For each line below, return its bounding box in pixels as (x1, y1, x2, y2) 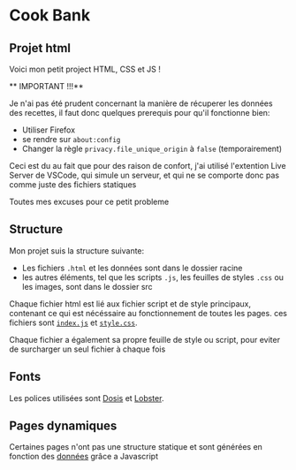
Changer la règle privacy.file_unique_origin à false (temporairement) (21, 143, 283, 154)
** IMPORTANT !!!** (9, 81, 84, 91)
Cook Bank (9, 5, 91, 26)
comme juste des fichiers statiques (9, 179, 137, 190)
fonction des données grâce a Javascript (9, 451, 159, 462)
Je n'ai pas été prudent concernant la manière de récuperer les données (9, 98, 273, 109)
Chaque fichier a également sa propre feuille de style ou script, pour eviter (9, 334, 281, 345)
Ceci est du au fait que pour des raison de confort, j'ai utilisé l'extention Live (9, 161, 286, 171)
